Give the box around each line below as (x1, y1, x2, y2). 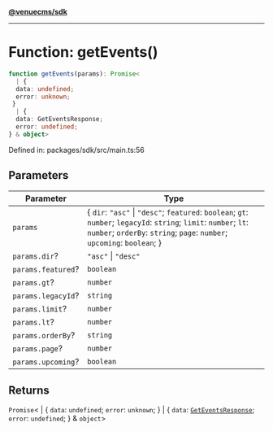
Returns (8, 384, 50, 398)
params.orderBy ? (12, 329, 76, 341)
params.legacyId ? (12, 290, 80, 301)
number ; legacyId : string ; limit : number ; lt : (86, 216, 249, 228)
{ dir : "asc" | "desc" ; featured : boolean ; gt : (86, 207, 249, 218)
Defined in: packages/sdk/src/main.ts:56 (8, 145, 145, 155)
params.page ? (12, 342, 63, 354)
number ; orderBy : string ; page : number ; (86, 227, 227, 238)
